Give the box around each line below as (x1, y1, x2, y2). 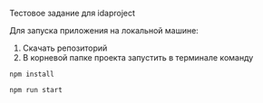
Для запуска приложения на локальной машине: (9, 25, 200, 35)
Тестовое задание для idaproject (9, 8, 136, 18)
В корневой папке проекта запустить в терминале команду (22, 52, 254, 62)
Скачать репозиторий (22, 42, 108, 53)
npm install (9, 70, 54, 79)
